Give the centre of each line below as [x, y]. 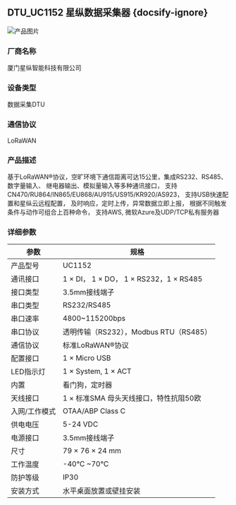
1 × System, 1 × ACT [97, 372]
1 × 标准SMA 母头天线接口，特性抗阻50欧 [132, 398]
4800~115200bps [94, 319]
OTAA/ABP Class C [94, 411]
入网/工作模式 [33, 412]
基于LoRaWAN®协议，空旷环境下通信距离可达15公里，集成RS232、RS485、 [117, 177]
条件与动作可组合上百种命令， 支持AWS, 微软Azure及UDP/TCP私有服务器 [113, 212]
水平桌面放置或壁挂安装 [101, 491]
